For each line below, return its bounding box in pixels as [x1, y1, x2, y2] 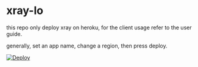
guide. [6, 30, 23, 37]
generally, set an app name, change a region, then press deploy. [6, 42, 168, 49]
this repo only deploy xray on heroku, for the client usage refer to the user [6, 24, 192, 31]
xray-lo [6, 4, 44, 18]
